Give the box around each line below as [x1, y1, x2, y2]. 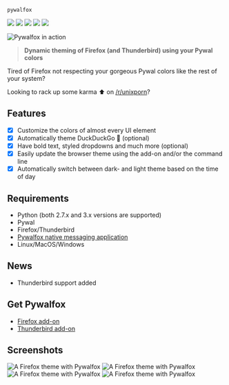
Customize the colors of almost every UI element [17, 126, 157, 134]
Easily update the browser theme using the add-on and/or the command [17, 149, 223, 158]
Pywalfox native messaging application [17, 232, 128, 241]
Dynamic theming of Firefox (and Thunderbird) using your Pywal [23, 46, 213, 55]
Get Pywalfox [7, 299, 66, 310]
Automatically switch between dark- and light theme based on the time [17, 165, 219, 173]
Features [7, 108, 46, 120]
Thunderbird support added [17, 279, 97, 287]
